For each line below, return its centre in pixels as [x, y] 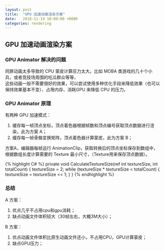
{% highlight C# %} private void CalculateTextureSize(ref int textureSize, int [82, 164]
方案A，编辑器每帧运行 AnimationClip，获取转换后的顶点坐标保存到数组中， [82, 148]
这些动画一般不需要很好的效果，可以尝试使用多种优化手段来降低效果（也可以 [82, 83]
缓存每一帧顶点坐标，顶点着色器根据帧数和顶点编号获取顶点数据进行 [81, 125]
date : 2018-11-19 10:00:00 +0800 [41, 19]
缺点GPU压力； [27, 243]
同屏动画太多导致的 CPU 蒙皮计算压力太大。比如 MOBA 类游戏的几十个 [77, 71]
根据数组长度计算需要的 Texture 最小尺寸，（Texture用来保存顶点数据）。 [78, 154]
